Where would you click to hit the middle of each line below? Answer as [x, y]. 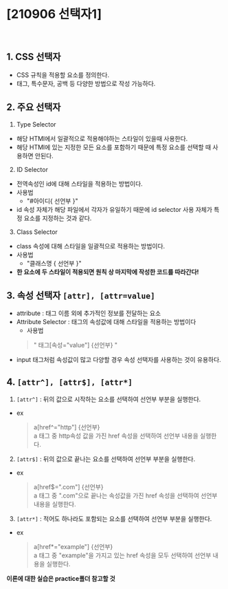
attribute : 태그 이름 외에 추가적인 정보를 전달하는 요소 [89, 313]
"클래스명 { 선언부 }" [54, 263]
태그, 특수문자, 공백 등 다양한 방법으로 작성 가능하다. [86, 83]
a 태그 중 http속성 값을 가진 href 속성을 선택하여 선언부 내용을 [116, 436]
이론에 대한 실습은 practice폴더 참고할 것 [61, 579]
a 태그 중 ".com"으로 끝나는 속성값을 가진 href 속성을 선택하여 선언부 [125, 495]
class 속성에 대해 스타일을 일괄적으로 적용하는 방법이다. [91, 246]
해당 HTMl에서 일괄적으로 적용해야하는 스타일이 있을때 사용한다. [102, 138]
